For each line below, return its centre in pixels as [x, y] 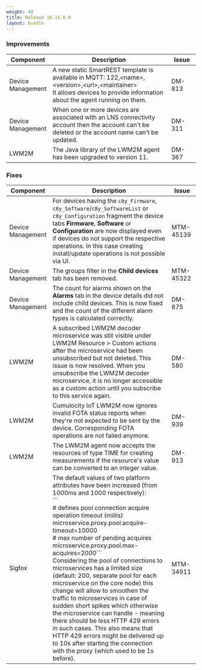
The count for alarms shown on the [102, 288]
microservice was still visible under [102, 335]
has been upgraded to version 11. [100, 157]
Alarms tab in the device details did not [108, 296]
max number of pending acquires [105, 538]
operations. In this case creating [98, 246]
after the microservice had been [98, 350]
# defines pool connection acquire [101, 507]
